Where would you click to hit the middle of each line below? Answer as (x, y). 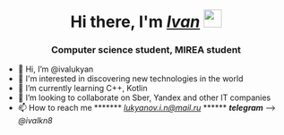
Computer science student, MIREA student (146, 50)
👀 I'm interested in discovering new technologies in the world (130, 79)
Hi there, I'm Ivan (135, 22)
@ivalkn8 (35, 121)
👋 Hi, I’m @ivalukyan (56, 69)
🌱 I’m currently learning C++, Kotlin (82, 89)
